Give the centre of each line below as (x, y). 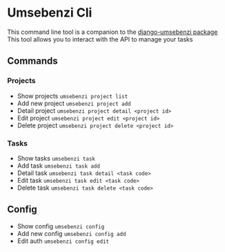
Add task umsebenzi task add (58, 165)
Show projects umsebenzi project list (72, 96)
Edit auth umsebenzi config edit (63, 241)
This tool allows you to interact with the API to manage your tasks (100, 39)
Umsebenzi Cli (50, 13)
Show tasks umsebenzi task (56, 158)
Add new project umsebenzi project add (74, 103)
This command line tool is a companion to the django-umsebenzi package (112, 32)
